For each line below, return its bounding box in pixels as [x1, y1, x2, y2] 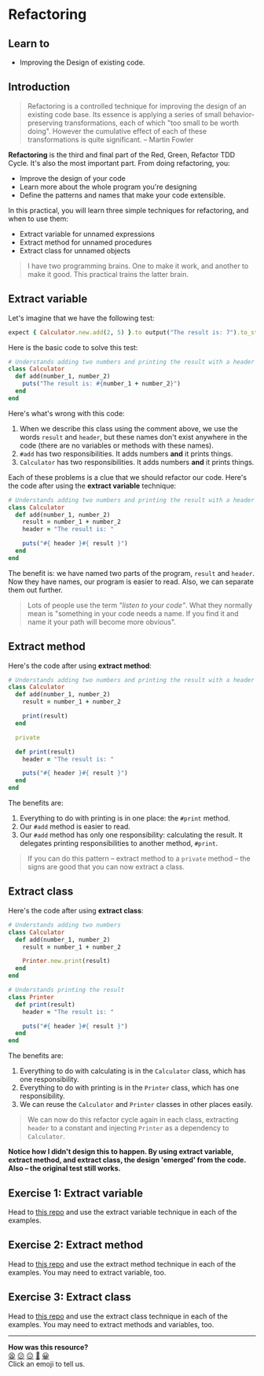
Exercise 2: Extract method [8, 1238, 144, 1252]
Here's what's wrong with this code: [8, 408, 125, 418]
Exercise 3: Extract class [8, 1290, 132, 1304]
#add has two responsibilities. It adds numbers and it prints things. [19, 448, 233, 458]
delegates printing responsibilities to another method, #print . [19, 839, 218, 848]
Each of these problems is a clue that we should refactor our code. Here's [8, 472, 247, 481]
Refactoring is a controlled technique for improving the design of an [27, 101, 247, 111]
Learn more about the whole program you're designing [19, 182, 197, 191]
